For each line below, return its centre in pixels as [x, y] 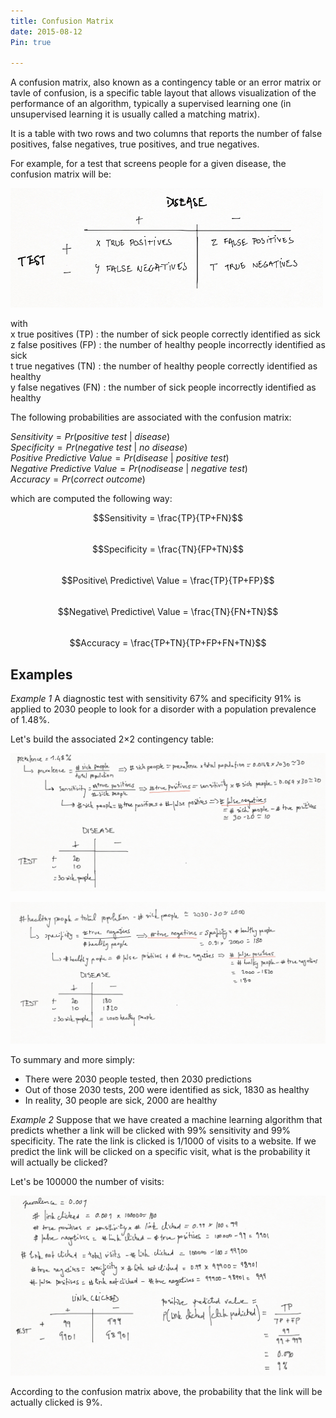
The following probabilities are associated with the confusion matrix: [151, 417]
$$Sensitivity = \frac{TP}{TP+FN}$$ [168, 518]
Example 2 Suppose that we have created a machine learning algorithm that [166, 1119]
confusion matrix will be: [61, 174]
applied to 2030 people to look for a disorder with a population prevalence [163, 709]
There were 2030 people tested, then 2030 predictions [138, 1079]
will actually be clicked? [59, 1162]
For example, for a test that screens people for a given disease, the [148, 164]
